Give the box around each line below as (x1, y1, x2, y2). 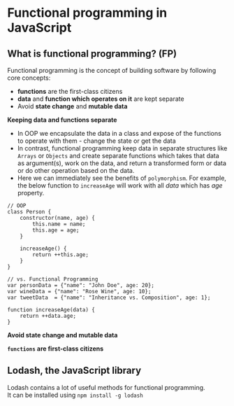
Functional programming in (7, 5, 168, 21)
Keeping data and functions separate (7, 115, 117, 124)
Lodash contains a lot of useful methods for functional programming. (7, 383, 205, 391)
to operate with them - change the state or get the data (17, 136, 176, 145)
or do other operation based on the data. (17, 167, 135, 174)
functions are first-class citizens (7, 344, 104, 353)
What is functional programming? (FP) (7, 48, 177, 59)
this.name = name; (32, 220, 86, 227)
